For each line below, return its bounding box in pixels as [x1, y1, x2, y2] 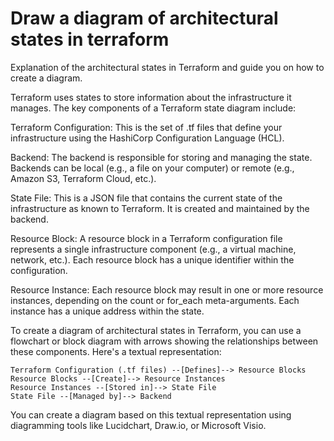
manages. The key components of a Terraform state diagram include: [10, 102, 297, 114]
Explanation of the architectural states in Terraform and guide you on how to [10, 61, 325, 73]
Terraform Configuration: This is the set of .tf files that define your [10, 121, 283, 133]
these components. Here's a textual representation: [10, 345, 222, 357]
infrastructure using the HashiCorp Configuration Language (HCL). [10, 132, 285, 144]
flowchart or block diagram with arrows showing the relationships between [10, 335, 319, 347]
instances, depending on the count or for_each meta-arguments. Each [10, 294, 300, 306]
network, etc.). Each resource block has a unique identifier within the [10, 253, 295, 266]
